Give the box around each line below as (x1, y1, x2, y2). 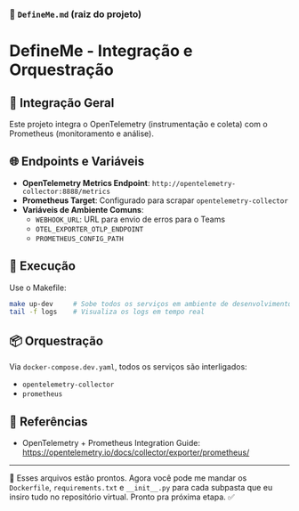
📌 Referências (9, 414, 88, 429)
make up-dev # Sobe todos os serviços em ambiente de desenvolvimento (9, 299, 293, 308)
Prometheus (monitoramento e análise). (9, 128, 154, 139)
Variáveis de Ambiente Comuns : (21, 204, 144, 215)
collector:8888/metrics (21, 187, 111, 196)
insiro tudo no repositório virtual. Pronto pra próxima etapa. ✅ (9, 491, 235, 502)
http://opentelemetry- (151, 179, 236, 188)
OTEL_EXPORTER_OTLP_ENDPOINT (35, 224, 144, 234)
